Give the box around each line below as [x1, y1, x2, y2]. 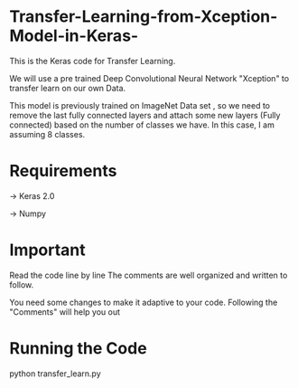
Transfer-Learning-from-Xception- [9, 6, 278, 27]
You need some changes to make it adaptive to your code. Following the [9, 297, 278, 308]
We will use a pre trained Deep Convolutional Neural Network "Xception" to [9, 72, 290, 83]
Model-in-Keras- [9, 25, 139, 46]
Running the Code [9, 338, 147, 358]
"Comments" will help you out [9, 306, 120, 317]
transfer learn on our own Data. [9, 82, 126, 93]
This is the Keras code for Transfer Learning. [9, 55, 176, 66]
